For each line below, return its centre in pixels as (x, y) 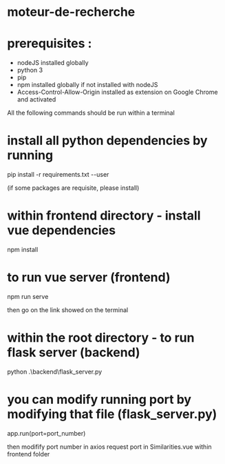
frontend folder (29, 454)
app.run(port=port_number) (46, 433)
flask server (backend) (74, 352)
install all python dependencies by (107, 141)
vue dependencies (61, 230)
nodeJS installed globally (53, 63)
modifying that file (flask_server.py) (112, 414)
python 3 (30, 70)
